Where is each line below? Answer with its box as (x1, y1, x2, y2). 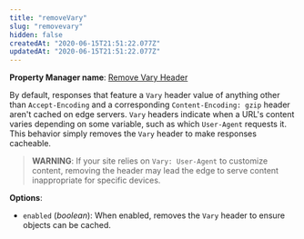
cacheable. (9, 138, 52, 149)
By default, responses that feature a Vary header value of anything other (9, 90, 280, 101)
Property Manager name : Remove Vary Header (9, 72, 188, 83)
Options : (9, 193, 43, 204)
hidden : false (9, 30, 64, 39)
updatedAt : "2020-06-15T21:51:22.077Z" (9, 47, 161, 56)
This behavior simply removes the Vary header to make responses (9, 128, 258, 139)
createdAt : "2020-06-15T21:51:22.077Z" (9, 38, 161, 48)
